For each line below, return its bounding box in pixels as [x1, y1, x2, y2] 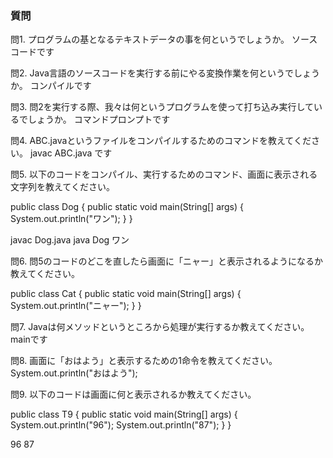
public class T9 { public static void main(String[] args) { [10, 408, 238, 421]
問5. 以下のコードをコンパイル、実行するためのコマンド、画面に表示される [10, 168, 318, 181]
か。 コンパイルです [10, 80, 92, 92]
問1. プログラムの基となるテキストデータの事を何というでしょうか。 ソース [10, 33, 318, 46]
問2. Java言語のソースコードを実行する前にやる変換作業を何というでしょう [10, 67, 321, 79]
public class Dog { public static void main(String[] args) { [10, 201, 245, 213]
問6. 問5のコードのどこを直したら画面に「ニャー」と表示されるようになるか [10, 255, 324, 267]
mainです [10, 333, 48, 346]
